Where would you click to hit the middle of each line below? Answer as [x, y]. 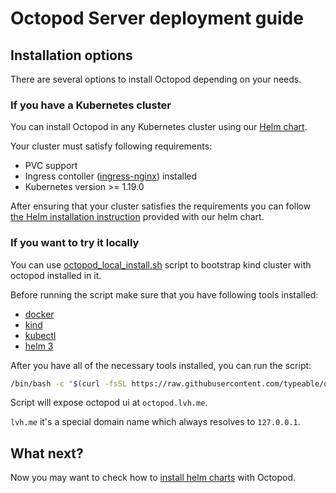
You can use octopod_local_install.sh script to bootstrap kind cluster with [161, 264]
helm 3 [39, 346]
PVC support [51, 166]
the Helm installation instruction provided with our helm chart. [137, 217]
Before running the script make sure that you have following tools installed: [164, 294]
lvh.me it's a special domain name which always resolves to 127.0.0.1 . [155, 422]
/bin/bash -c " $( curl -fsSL [69, 383]
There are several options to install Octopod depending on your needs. [156, 79]
